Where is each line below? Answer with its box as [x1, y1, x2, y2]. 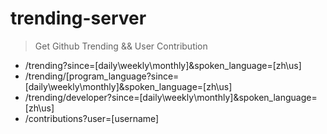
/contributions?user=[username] [24, 112, 160, 124]
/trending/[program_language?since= [24, 70, 180, 82]
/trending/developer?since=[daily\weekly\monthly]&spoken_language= [24, 91, 318, 103]
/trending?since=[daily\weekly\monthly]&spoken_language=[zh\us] [24, 59, 302, 71]
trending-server [10, 7, 147, 30]
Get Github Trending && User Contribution [34, 40, 208, 52]
